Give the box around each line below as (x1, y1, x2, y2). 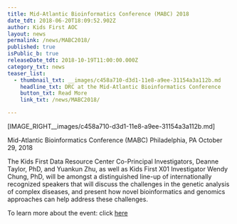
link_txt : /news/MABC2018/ (20, 97, 100, 104)
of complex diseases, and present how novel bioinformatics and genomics (7, 188, 226, 196)
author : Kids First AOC (7, 23, 78, 31)
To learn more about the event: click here (7, 209, 128, 217)
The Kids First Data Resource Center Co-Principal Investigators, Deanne (7, 157, 219, 166)
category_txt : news (7, 63, 65, 70)
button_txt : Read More (20, 90, 88, 97)
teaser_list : (7, 70, 46, 77)
